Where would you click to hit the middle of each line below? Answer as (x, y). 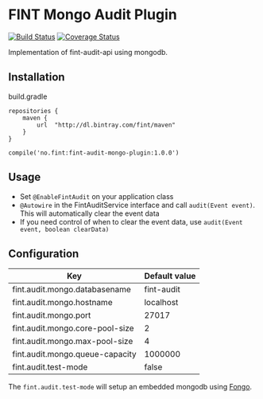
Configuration (44, 254)
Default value (170, 276)
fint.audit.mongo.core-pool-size (73, 328)
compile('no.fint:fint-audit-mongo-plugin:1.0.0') (94, 153)
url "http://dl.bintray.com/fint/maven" (106, 125)
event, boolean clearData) (64, 229)
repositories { (33, 111)
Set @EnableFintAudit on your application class (97, 196)
